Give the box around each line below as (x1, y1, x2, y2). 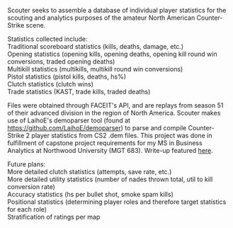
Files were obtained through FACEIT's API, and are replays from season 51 (7, 101, 224, 109)
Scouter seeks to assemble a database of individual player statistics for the (7, 6, 227, 14)
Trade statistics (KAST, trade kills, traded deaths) (7, 88, 151, 96)
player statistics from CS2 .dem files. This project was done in (31, 131, 212, 139)
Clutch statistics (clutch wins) (7, 80, 93, 88)
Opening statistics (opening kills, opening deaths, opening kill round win (7, 50, 217, 58)
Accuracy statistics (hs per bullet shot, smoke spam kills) (7, 190, 174, 198)
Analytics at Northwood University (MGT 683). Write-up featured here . (7, 147, 214, 154)
